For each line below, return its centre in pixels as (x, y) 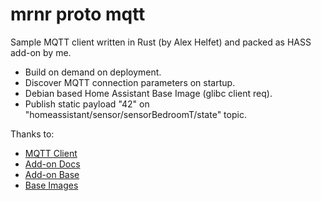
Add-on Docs (52, 164)
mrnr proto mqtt (78, 14)
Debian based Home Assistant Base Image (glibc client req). (148, 93)
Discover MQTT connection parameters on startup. (130, 82)
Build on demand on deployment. (93, 72)
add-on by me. (41, 52)
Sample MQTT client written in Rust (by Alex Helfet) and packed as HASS (161, 42)
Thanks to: (32, 134)
